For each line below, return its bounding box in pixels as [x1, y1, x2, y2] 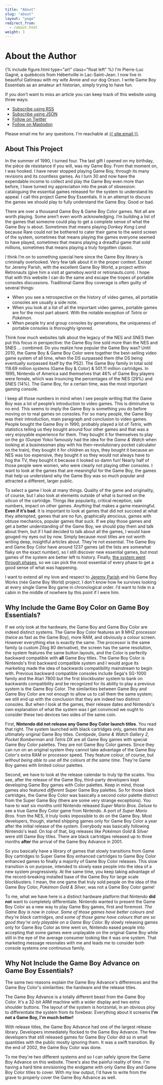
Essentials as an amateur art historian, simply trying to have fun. [5, 82, 133, 88]
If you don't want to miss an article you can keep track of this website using [5, 91, 156, 97]
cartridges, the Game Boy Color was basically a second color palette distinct [5, 792, 158, 798]
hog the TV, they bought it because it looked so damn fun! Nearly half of [5, 457, 149, 463]
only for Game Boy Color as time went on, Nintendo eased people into [5, 924, 145, 930]
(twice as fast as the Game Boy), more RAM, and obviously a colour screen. [5, 634, 156, 640]
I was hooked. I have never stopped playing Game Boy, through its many [5, 168, 149, 174]
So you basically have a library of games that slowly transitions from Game [5, 848, 154, 854]
